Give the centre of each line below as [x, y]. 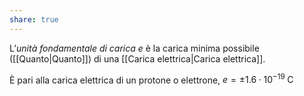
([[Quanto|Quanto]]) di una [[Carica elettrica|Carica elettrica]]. [137, 58]
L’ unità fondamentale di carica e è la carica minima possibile [134, 48]
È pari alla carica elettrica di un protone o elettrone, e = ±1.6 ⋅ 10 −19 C [151, 79]
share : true [34, 19]
